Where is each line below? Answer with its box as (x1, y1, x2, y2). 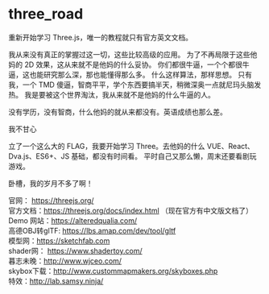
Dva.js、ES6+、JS (8, 151, 70, 161)
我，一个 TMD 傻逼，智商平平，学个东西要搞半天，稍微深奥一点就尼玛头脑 (8, 80, 255, 89)
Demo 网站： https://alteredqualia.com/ (8, 215, 138, 226)
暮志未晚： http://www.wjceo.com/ (8, 255, 122, 266)
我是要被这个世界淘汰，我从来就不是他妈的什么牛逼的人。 (23, 89, 215, 99)
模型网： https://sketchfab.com (8, 235, 110, 246)
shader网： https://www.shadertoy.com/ (8, 246, 143, 255)
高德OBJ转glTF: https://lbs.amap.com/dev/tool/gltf (8, 226, 176, 235)
